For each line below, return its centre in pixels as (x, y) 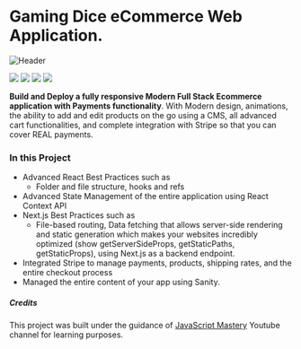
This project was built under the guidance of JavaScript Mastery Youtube (145, 326)
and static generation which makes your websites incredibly (147, 234)
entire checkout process (67, 273)
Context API (44, 206)
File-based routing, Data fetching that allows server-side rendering (159, 225)
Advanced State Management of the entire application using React (146, 196)
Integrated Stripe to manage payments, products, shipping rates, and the (157, 263)
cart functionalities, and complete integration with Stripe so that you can (143, 125)
